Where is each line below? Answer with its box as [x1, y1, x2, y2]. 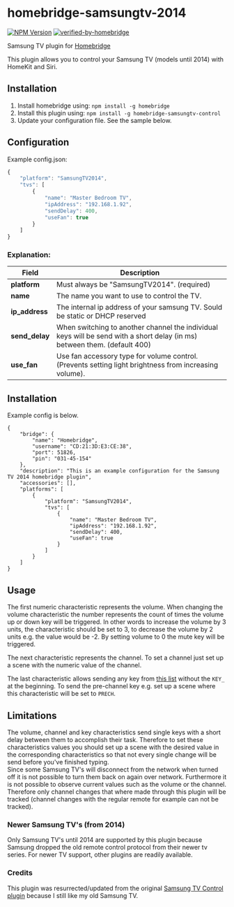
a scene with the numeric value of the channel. [7, 661, 142, 669]
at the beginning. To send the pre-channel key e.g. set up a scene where [7, 682, 216, 690]
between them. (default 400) [56, 340, 151, 350]
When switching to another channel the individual [56, 323, 218, 333]
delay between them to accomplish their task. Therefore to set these [7, 735, 203, 743]
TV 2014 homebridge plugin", [7, 474, 92, 481]
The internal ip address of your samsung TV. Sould [56, 303, 223, 312]
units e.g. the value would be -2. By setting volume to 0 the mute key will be [7, 632, 225, 641]
